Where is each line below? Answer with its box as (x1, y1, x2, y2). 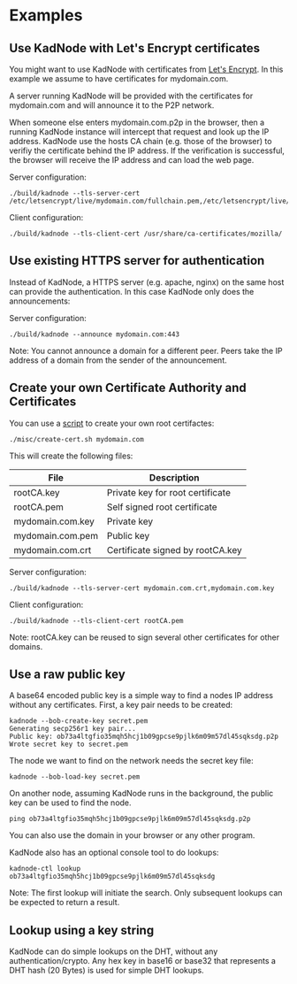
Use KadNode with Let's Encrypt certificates (9, 41, 261, 56)
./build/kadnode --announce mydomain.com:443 (9, 329, 179, 339)
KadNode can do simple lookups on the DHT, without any (9, 946, 218, 957)
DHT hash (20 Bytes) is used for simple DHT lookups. (9, 965, 205, 976)
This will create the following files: (9, 450, 133, 461)
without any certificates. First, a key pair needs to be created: (9, 700, 233, 711)
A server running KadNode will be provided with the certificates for (9, 90, 254, 101)
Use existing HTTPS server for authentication (9, 253, 265, 268)
